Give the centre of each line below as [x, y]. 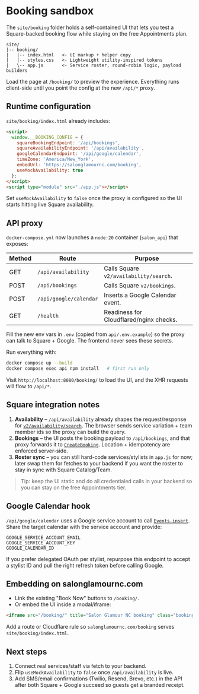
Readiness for [123, 312]
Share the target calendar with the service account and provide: [84, 527]
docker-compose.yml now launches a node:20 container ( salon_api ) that [92, 237]
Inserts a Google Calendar [140, 295]
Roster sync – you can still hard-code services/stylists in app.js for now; [104, 457]
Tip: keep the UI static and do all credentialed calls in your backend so [106, 481]
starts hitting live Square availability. [50, 205]
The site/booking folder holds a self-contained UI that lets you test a [90, 27]
